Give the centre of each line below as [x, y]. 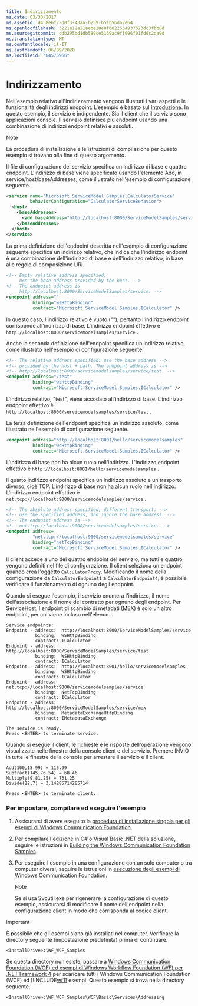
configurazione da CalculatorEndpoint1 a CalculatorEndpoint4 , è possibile [97, 578]
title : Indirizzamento [34, 11]
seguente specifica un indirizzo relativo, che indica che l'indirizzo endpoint [97, 252]
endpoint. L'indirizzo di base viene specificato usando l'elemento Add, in [94, 173]
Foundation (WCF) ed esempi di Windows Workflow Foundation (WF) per [95, 968]
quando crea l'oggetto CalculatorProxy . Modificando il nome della [86, 572]
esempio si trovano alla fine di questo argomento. [66, 155]
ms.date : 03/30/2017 [32, 17]
